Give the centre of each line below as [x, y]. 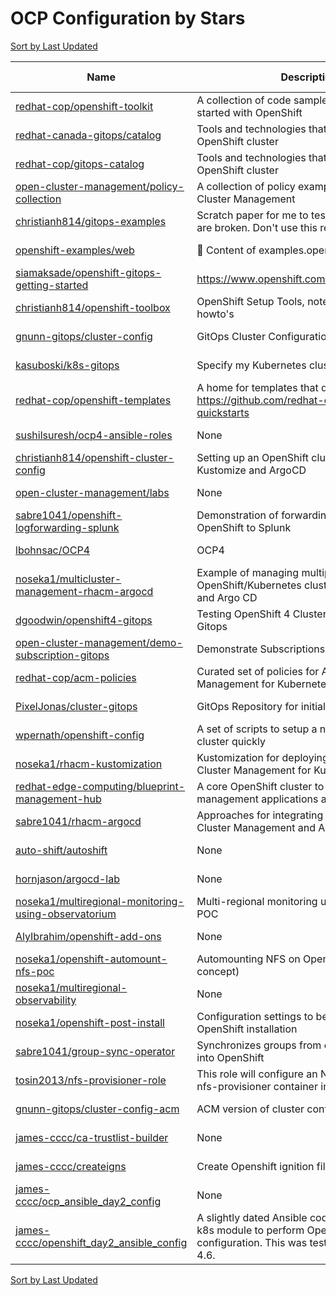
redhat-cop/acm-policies [76, 677]
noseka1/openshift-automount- [91, 959]
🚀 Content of [226, 250]
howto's [215, 314]
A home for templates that [257, 387]
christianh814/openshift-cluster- [95, 457]
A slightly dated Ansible [252, 1217]
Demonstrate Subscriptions [261, 649]
